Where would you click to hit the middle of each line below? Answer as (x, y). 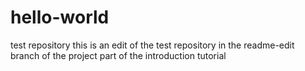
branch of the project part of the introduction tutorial (118, 55)
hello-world (60, 17)
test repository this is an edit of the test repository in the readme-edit (152, 45)
